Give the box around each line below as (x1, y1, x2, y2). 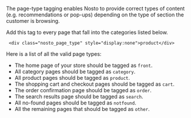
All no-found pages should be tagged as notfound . (14, 99, 136, 106)
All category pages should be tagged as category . (14, 68, 136, 75)
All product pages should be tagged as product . (14, 75, 130, 81)
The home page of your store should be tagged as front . (14, 62, 153, 69)
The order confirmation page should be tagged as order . (14, 87, 152, 93)
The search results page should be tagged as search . (14, 93, 143, 100)
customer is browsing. (6, 18, 60, 24)
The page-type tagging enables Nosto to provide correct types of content (6, 5, 185, 12)
